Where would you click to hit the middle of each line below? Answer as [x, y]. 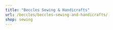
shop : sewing [19, 19]
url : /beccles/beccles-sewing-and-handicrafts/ [57, 15]
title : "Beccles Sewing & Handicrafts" [48, 10]
